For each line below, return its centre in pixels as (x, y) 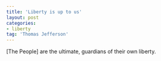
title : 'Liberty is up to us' (44, 12)
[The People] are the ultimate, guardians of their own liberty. (81, 51)
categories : (21, 23)
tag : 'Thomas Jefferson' (37, 34)
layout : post (23, 18)
